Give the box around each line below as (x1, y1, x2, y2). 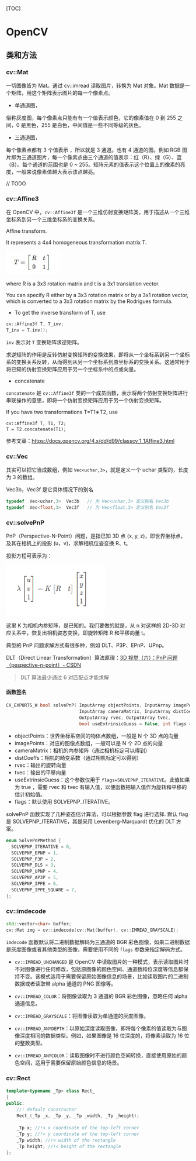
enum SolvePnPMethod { (6, 838, 61, 843)
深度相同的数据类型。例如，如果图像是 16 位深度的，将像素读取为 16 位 (19, 1032, 190, 1039)
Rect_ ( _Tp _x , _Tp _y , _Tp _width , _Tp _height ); (16, 1112, 140, 1119)
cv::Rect (6, 1074, 30, 1082)
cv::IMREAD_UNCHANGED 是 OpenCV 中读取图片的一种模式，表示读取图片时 (14, 958, 189, 965)
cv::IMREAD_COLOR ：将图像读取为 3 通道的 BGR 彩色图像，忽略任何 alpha (14, 993, 188, 1000)
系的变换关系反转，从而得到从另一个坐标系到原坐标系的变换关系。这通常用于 (6, 358, 190, 365)
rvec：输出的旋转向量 (14, 762, 67, 769)
